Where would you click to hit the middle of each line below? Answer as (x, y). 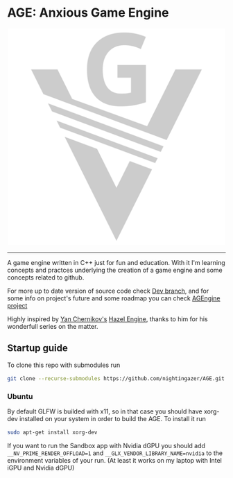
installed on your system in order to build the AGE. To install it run (113, 418)
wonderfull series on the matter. (53, 326)
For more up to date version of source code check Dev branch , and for (108, 291)
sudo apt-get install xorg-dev (52, 432)
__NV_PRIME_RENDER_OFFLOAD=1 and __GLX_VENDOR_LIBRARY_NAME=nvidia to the (115, 453)
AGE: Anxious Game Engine (88, 13)
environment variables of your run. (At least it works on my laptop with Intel (114, 460)
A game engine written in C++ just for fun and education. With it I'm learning (116, 262)
